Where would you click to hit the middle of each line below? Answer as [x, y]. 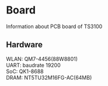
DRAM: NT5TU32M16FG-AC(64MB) [49, 77]
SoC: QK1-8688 [25, 71]
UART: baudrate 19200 [34, 65]
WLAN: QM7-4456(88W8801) [42, 59]
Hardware [24, 45]
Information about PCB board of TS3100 [54, 26]
